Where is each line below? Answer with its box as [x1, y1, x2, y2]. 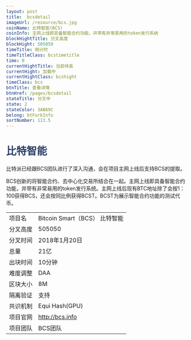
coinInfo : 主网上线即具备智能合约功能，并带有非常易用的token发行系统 [6, 30, 159, 36]
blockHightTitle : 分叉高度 [6, 36, 68, 42]
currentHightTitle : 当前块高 [6, 63, 74, 69]
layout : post [6, 8, 38, 15]
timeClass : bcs [6, 80, 43, 86]
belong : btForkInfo [6, 112, 54, 118]
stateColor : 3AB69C [6, 107, 54, 113]
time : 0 [6, 57, 25, 63]
